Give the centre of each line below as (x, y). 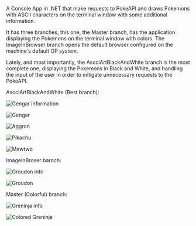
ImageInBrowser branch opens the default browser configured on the (90, 44)
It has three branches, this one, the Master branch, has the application (91, 32)
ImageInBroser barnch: (34, 160)
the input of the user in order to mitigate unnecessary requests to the (89, 75)
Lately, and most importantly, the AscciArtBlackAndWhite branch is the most (98, 62)
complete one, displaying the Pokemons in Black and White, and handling (94, 69)
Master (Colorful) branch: (37, 194)
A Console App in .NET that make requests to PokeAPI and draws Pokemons (98, 8)
